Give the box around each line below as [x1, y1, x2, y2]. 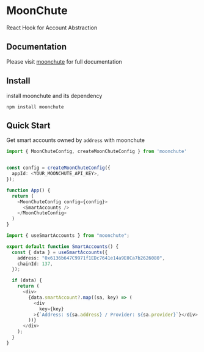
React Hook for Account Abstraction [6, 24, 98, 31]
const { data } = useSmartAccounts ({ [12, 249, 108, 255]
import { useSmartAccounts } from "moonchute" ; [6, 233, 130, 239]
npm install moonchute [6, 103, 64, 110]
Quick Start [6, 120, 51, 130]
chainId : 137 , [17, 261, 53, 267]
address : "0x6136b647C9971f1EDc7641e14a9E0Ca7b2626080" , [17, 255, 166, 261]
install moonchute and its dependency [6, 92, 103, 99]
